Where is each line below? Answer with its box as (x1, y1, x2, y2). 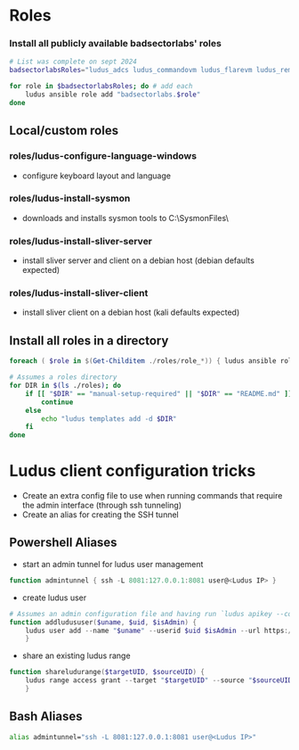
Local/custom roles (9, 123, 118, 138)
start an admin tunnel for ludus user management (21, 558, 204, 569)
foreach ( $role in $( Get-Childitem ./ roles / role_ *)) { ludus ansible (9, 357, 277, 366)
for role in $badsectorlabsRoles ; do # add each (9, 82, 193, 91)
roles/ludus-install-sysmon (9, 193, 131, 205)
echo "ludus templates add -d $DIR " (41, 414, 177, 424)
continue (41, 398, 74, 407)
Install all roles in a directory (9, 333, 169, 348)
